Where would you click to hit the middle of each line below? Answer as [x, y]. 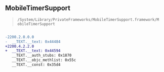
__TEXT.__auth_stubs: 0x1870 [41, 56]
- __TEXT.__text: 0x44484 [33, 42]
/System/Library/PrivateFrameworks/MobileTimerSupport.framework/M [88, 19]
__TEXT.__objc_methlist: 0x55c [44, 60]
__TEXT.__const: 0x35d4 [36, 65]
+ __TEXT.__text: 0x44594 [33, 51]
